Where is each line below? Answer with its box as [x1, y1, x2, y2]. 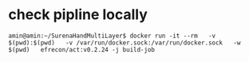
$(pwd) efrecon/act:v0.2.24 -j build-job [8, 45, 156, 53]
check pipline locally [8, 6, 148, 24]
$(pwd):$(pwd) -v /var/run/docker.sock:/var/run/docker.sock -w [8, 38, 241, 47]
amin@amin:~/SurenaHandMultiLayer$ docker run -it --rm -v [8, 32, 216, 40]
